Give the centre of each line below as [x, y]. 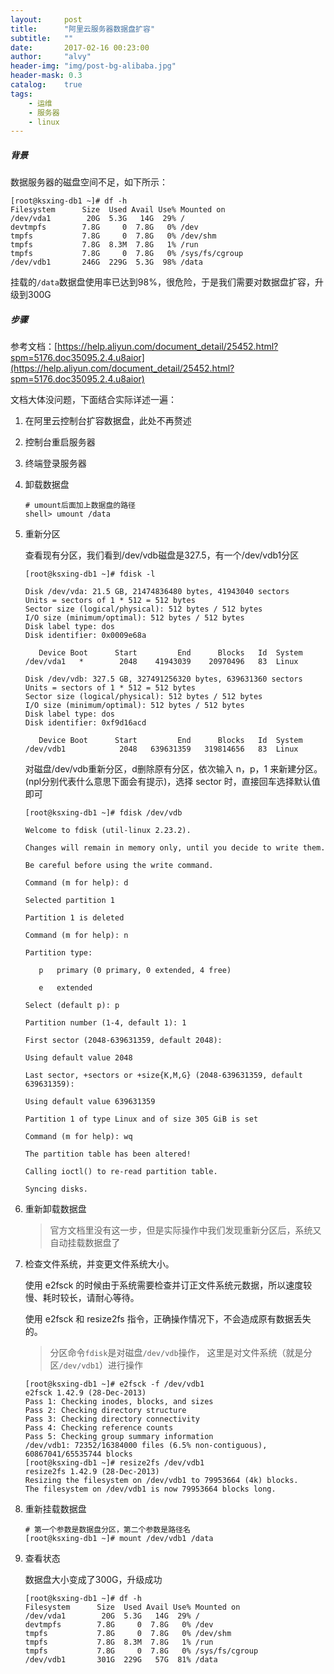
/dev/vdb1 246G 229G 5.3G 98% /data [106, 262]
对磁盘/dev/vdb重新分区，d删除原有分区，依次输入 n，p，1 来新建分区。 [173, 769]
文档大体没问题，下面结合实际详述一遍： [93, 400]
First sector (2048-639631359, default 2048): [123, 1041]
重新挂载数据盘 [55, 1509]
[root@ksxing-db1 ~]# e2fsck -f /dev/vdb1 [114, 1384]
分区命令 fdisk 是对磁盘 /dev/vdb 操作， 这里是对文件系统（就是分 [181, 1353]
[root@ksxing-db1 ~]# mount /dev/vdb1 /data [119, 1539]
